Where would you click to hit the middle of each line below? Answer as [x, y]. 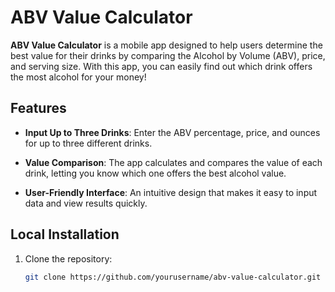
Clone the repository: [68, 258]
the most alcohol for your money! [78, 77]
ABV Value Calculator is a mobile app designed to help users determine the [166, 45]
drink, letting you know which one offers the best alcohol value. [155, 173]
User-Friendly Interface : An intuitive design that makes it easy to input [171, 192]
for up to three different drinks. [88, 143]
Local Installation [65, 234]
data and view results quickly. [86, 203]
